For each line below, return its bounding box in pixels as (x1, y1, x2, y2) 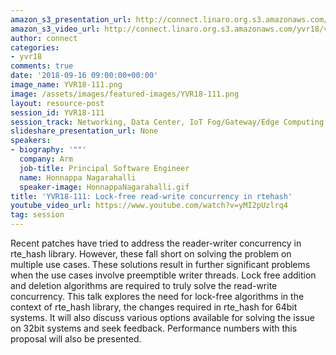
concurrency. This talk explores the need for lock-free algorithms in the (10, 291, 305, 302)
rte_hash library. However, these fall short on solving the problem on (10, 248, 292, 260)
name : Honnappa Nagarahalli (19, 172, 137, 183)
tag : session (10, 210, 65, 220)
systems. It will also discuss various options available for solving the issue (10, 312, 315, 323)
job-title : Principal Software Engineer (19, 163, 190, 173)
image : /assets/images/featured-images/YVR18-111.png (10, 89, 240, 99)
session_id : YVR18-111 (10, 107, 105, 118)
